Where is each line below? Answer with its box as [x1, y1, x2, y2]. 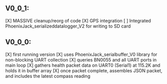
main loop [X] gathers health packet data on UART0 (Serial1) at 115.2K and [5, 62, 160, 68]
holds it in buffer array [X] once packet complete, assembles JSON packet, [5, 67, 163, 73]
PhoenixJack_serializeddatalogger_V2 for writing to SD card [5, 23, 131, 29]
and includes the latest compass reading [5, 73, 91, 79]
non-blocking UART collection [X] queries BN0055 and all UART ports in [5, 57, 157, 63]
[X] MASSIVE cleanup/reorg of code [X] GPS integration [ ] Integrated [5, 17, 151, 23]
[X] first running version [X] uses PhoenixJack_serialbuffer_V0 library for [5, 51, 158, 58]
